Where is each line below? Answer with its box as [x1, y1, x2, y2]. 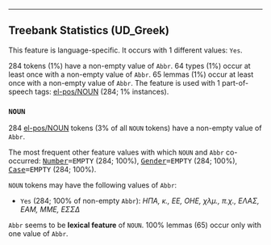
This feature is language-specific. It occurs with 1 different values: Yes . [8, 45, 244, 55]
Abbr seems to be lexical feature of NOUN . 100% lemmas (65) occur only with [8, 220, 262, 230]
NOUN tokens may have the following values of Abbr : [8, 180, 177, 190]
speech [8, 87, 34, 96]
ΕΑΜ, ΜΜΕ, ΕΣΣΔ [19, 205, 81, 214]
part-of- [221, 78, 248, 87]
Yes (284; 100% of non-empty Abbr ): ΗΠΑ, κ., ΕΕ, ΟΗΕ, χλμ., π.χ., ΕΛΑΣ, [19, 196, 260, 206]
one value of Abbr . [8, 229, 69, 239]
